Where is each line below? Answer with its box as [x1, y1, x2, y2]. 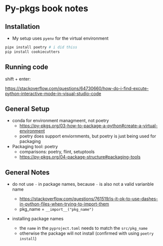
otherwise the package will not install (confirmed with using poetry [19, 230, 154, 236]
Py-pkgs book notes [5, 3, 89, 14]
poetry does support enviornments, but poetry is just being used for [19, 133, 156, 139]
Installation [5, 22, 40, 31]
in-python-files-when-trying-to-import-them [19, 201, 109, 207]
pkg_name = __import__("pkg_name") [19, 206, 94, 212]
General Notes [5, 168, 50, 177]
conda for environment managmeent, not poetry [12, 118, 109, 124]
